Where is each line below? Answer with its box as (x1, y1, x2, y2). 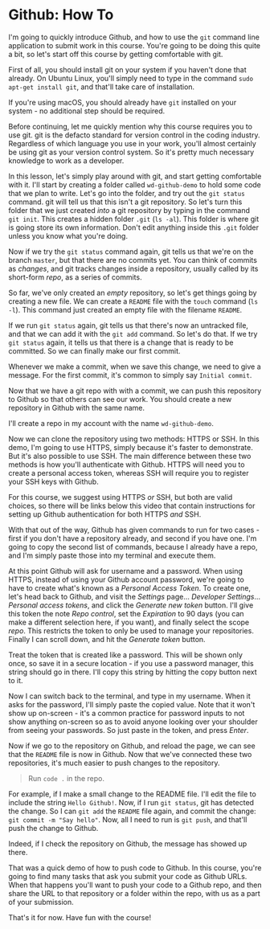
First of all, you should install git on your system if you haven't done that (8, 64, 247, 74)
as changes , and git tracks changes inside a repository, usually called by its (8, 264, 259, 273)
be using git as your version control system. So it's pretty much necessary (8, 147, 255, 157)
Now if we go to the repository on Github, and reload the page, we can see (8, 741, 256, 751)
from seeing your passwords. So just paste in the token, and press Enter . (8, 725, 249, 735)
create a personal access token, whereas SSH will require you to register (8, 468, 249, 477)
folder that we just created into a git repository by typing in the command (8, 205, 251, 215)
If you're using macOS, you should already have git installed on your (8, 97, 237, 107)
